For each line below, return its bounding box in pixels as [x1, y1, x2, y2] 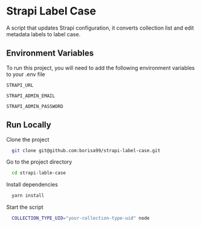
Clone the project [6, 136, 49, 143]
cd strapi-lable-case [11, 170, 66, 176]
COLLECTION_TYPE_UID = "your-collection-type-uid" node [11, 216, 150, 222]
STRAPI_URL [6, 82, 34, 88]
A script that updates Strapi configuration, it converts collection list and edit [6, 24, 194, 31]
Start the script [6, 203, 43, 211]
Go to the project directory [6, 158, 72, 165]
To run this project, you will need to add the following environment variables [6, 64, 195, 71]
